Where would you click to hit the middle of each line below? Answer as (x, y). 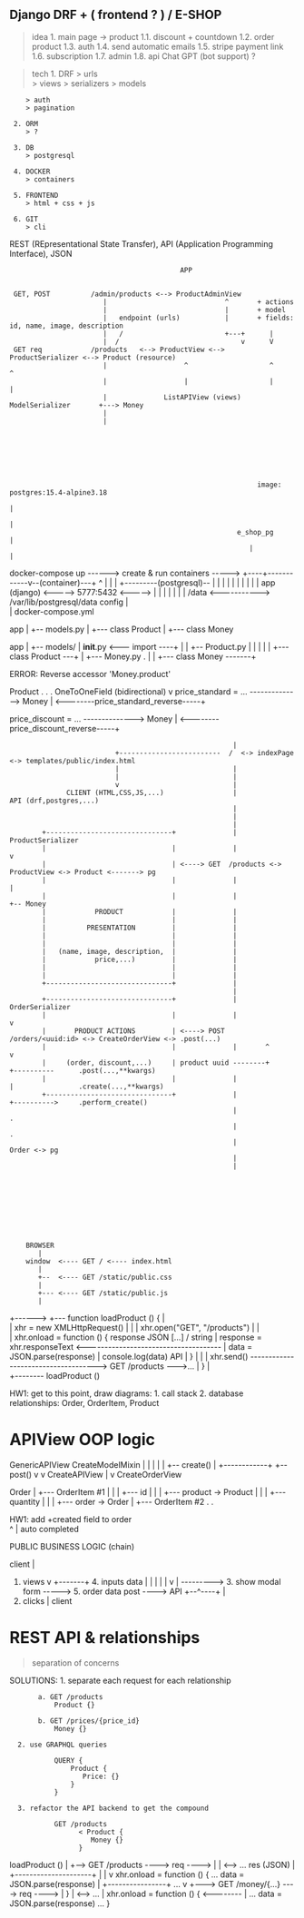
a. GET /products (70, 1697)
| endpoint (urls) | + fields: (199, 318)
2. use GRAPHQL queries (62, 1745)
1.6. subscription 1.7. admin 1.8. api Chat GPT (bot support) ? (143, 56)
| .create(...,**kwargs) (87, 1087)
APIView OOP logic (83, 1440)
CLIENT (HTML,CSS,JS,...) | (152, 792)
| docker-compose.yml (52, 611)
